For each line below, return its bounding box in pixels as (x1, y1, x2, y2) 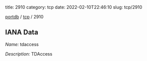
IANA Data (5, 28, 38, 37)
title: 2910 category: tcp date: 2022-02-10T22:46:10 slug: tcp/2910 (5, 4, 143, 10)
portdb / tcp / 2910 (5, 14, 44, 19)
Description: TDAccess (5, 51, 52, 57)
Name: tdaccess (5, 41, 39, 47)
